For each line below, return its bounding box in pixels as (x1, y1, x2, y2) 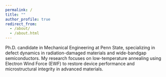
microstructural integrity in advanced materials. (5, 66, 104, 72)
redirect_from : (5, 21, 37, 27)
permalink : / (5, 7, 33, 13)
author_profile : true (5, 17, 51, 22)
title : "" (5, 12, 26, 17)
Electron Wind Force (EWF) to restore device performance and (5, 61, 135, 66)
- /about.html (10, 31, 39, 36)
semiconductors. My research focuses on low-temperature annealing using (5, 55, 161, 61)
